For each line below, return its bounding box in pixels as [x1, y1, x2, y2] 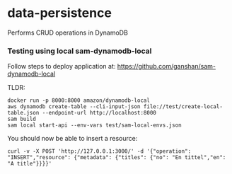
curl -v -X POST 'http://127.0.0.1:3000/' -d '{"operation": [7, 148, 192, 155]
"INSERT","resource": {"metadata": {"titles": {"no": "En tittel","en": [7, 154, 226, 161]
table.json [7, 110, 40, 117]
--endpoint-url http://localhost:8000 [42, 110, 157, 117]
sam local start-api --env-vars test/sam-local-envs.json [7, 122, 182, 129]
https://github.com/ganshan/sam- [117, 62, 216, 71]
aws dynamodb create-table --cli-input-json [7, 103, 141, 110]
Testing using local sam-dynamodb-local [7, 46, 152, 56]
